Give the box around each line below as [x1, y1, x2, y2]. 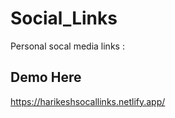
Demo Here [10, 69, 82, 86]
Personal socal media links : [10, 40, 125, 52]
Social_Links [10, 7, 118, 30]
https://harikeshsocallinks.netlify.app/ [10, 95, 166, 107]
